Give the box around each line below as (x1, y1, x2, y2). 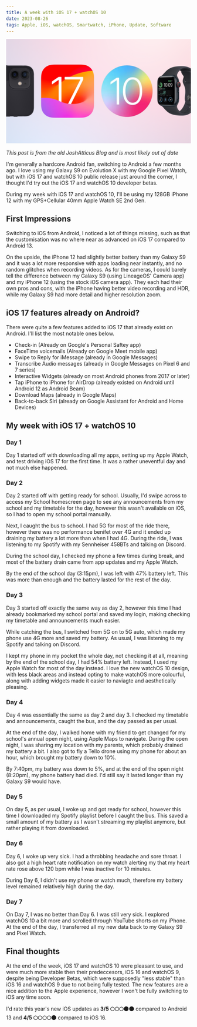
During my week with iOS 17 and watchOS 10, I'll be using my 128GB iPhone (6, 190, 189, 198)
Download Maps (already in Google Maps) (14, 391, 117, 398)
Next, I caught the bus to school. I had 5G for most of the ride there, (6, 522, 170, 529)
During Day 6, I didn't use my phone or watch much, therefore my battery (6, 877, 184, 884)
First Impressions (6, 214, 72, 224)
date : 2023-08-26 (6, 15, 49, 22)
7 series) (14, 366, 36, 373)
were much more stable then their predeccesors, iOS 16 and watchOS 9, (6, 968, 181, 975)
